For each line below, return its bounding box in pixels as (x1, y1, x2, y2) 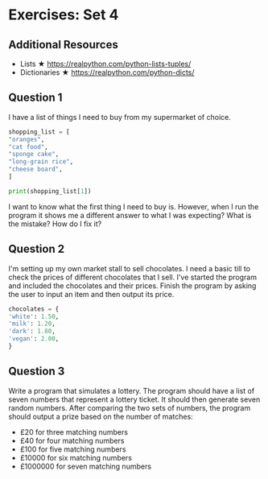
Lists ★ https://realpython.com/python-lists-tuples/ (19, 59, 192, 68)
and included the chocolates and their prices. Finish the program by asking (8, 280, 257, 291)
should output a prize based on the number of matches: (8, 411, 193, 421)
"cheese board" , (8, 165, 63, 174)
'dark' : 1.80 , (8, 328, 56, 336)
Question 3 (8, 365, 65, 378)
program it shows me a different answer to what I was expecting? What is (8, 210, 252, 220)
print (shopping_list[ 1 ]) (8, 187, 92, 195)
